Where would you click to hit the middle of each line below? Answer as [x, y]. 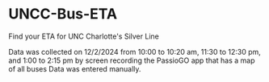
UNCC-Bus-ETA [63, 14]
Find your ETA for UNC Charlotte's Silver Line [84, 36]
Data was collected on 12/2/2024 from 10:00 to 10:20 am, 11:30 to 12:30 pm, [134, 51]
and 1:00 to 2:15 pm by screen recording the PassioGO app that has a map [132, 60]
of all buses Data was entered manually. [75, 68]
